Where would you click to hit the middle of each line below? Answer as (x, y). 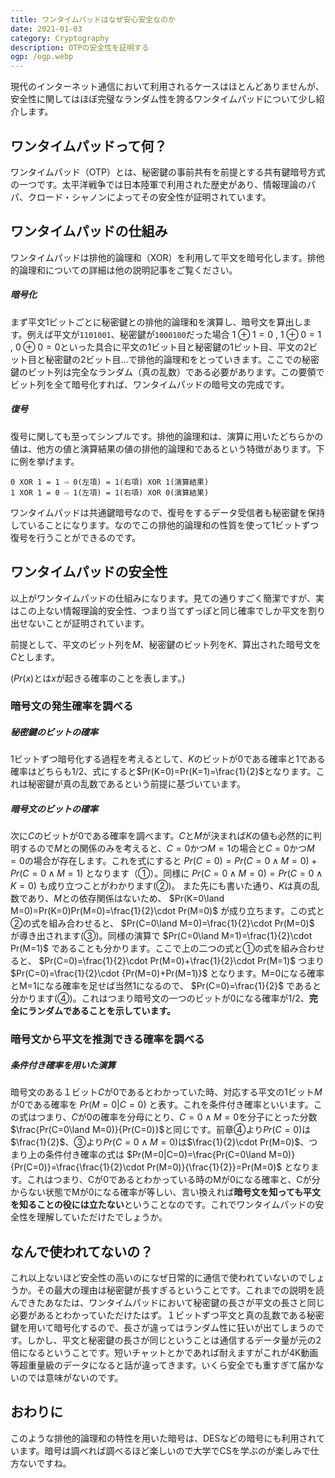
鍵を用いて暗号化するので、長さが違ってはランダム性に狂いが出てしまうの (163, 1328)
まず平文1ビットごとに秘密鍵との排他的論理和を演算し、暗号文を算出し (156, 322)
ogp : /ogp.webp (42, 57)
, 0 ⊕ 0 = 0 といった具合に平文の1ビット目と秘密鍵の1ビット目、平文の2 (160, 347)
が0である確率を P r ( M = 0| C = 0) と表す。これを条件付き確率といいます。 (162, 1105)
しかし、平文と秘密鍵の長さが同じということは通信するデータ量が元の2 (174, 1340)
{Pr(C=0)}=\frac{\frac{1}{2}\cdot (77, 1167)
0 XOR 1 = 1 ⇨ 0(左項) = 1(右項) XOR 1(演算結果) (110, 482)
